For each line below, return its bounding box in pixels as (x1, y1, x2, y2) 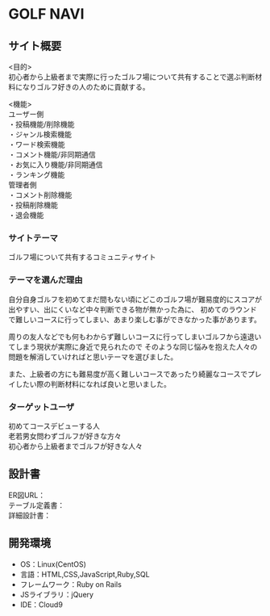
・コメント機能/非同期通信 (8, 150, 97, 159)
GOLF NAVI (8, 5, 85, 23)
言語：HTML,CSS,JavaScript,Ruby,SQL (19, 569, 151, 579)
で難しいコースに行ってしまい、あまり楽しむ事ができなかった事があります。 (8, 314, 262, 324)
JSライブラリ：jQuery (19, 589, 94, 599)
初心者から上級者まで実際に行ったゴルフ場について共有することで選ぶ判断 (8, 72, 255, 82)
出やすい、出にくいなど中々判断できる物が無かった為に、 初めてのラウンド (8, 304, 257, 314)
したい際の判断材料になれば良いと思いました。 (15, 379, 171, 388)
